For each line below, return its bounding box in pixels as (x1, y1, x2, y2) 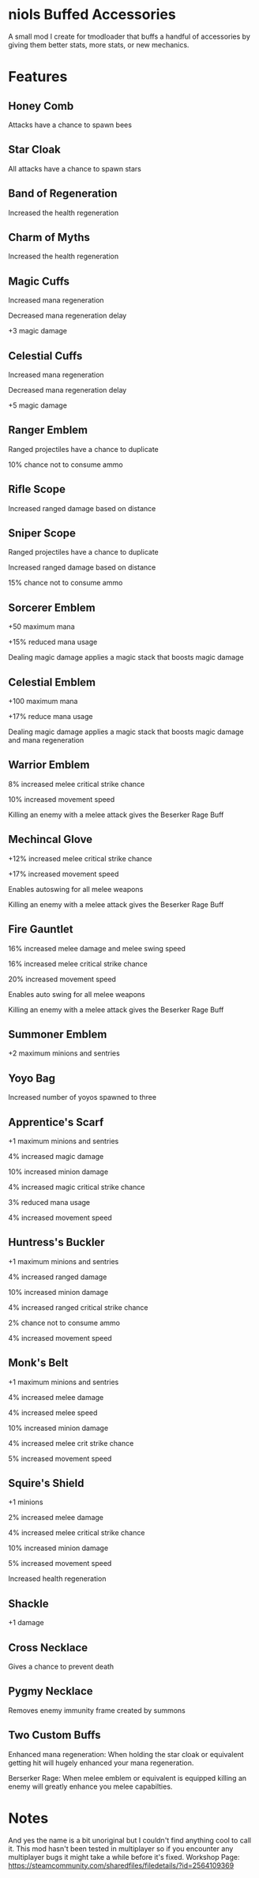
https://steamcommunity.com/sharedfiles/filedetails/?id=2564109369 (8, 1861, 235, 1870)
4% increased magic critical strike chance (8, 1182, 145, 1191)
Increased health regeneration (8, 1574, 107, 1583)
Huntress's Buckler (8, 1236, 105, 1249)
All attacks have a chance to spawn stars (8, 164, 142, 173)
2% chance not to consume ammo (8, 1318, 121, 1327)
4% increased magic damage (8, 1151, 104, 1161)
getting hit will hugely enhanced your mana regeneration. (8, 1758, 194, 1767)
